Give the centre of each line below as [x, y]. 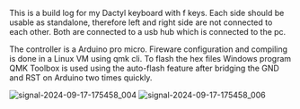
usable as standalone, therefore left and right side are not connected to [141, 22]
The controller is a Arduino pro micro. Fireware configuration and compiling [149, 49]
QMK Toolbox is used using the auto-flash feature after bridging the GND [145, 68]
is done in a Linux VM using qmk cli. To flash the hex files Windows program [150, 59]
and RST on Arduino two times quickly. [81, 78]
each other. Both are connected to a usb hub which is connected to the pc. [148, 32]
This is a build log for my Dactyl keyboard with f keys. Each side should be [147, 13]
